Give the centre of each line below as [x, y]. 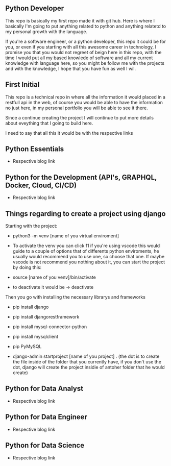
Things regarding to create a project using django [86, 214]
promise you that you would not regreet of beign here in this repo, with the [83, 52]
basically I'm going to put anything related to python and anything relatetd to [86, 26]
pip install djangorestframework [46, 317]
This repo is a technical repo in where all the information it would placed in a [86, 97]
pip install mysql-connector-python [50, 327]
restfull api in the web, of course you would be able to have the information [84, 102]
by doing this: [27, 267]
